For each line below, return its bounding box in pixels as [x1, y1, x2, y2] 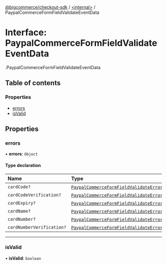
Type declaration [5, 162, 41, 168]
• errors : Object [5, 151, 38, 157]
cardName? [7, 208, 31, 214]
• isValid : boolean [5, 255, 41, 261]
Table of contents [5, 79, 61, 88]
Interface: [5, 27, 47, 38]
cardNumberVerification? [7, 224, 67, 230]
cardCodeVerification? [7, 192, 61, 198]
